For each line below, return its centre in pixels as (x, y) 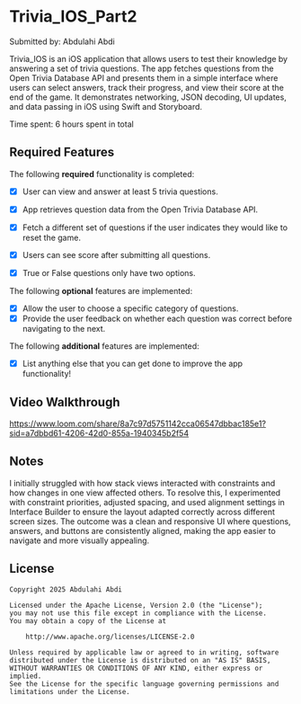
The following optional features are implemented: (101, 291)
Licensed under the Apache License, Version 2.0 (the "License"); (136, 605)
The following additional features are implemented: (104, 346)
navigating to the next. (64, 329)
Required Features (62, 152)
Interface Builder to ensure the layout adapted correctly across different (142, 512)
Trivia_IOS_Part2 (73, 17)
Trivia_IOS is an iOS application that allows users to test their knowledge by (149, 58)
